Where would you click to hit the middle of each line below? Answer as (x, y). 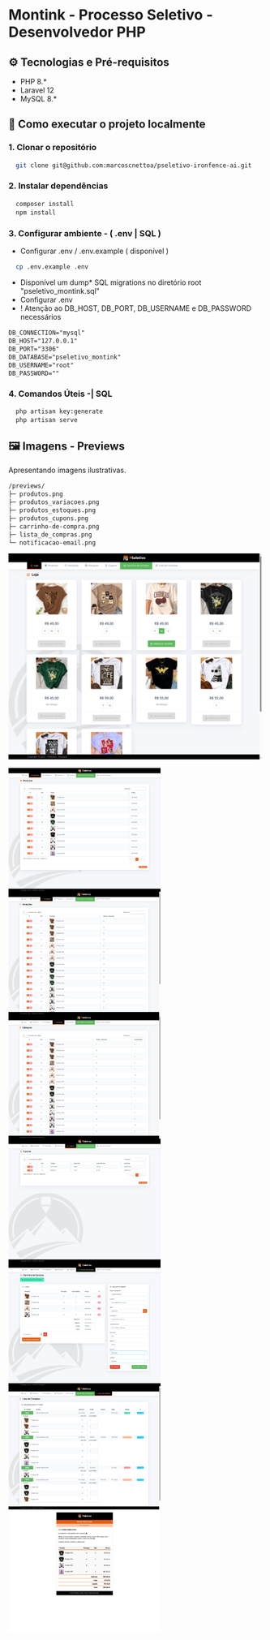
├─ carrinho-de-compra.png (54, 526)
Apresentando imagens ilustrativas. (68, 470)
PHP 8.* (33, 82)
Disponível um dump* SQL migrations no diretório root (111, 282)
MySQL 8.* (39, 99)
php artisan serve (47, 420)
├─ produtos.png (36, 494)
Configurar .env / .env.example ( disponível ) (94, 251)
